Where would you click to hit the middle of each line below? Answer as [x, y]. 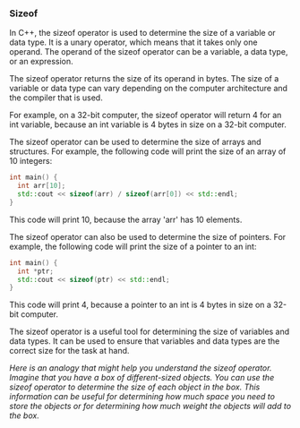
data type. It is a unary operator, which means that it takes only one [133, 42]
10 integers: [31, 161]
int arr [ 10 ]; [42, 186]
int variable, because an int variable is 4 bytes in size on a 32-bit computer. [148, 124]
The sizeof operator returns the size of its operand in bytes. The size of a [144, 79]
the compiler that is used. [56, 98]
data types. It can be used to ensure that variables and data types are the [145, 341]
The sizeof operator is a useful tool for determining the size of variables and [150, 332]
